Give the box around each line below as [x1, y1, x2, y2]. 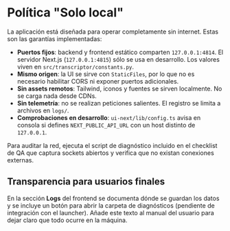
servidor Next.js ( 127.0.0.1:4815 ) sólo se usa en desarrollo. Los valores [16, 55, 220, 63]
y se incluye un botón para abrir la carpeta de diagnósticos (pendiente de [7, 201, 215, 210]
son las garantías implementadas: [7, 34, 102, 42]
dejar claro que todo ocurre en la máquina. [7, 216, 128, 224]
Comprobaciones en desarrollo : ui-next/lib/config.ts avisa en [16, 113, 201, 121]
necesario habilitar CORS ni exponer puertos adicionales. [16, 77, 179, 85]
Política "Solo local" [7, 5, 124, 21]
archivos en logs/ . [16, 106, 69, 114]
